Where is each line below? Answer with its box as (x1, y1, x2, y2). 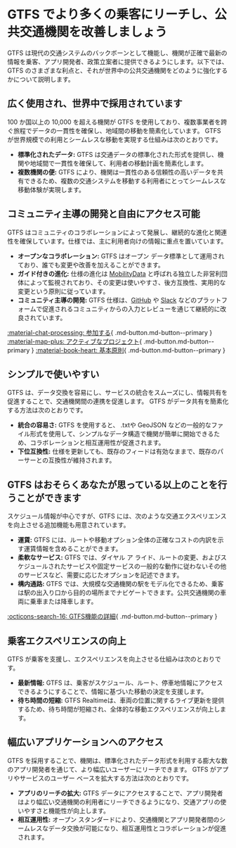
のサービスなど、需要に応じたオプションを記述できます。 (17, 571, 183, 579)
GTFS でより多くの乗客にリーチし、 (7, 6, 215, 23)
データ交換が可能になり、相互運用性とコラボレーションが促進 (48, 824, 227, 833)
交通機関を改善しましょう (20, 24, 168, 40)
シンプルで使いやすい (7, 368, 100, 380)
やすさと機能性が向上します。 (23, 806, 110, 815)
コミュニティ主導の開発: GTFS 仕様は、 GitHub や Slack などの (17, 296, 197, 304)
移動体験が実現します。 (17, 185, 86, 194)
